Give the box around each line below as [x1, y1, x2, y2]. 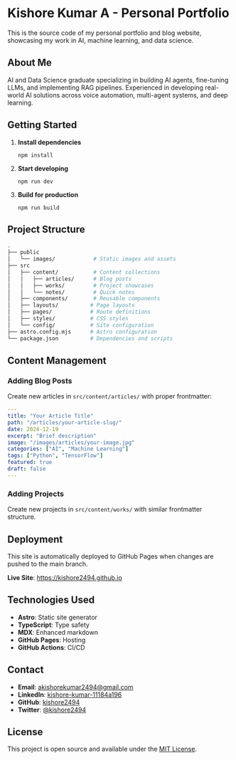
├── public [7, 249, 40, 256]
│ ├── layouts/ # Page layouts [7, 302, 135, 309]
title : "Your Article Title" [7, 413, 94, 420]
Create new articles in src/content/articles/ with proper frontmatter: [7, 392, 212, 401]
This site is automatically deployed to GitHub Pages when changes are [7, 551, 214, 560]
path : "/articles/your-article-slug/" [7, 418, 122, 426]
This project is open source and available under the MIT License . [7, 745, 198, 754]
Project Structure [7, 223, 85, 236]
